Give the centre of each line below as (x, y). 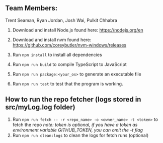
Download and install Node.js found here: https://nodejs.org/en (78, 30)
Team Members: (31, 8)
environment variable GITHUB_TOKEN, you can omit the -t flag (78, 130)
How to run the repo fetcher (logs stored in (73, 99)
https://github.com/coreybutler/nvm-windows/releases (69, 45)
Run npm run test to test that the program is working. (68, 83)
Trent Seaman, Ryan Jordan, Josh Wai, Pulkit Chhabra (61, 20)
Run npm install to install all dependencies (57, 54)
